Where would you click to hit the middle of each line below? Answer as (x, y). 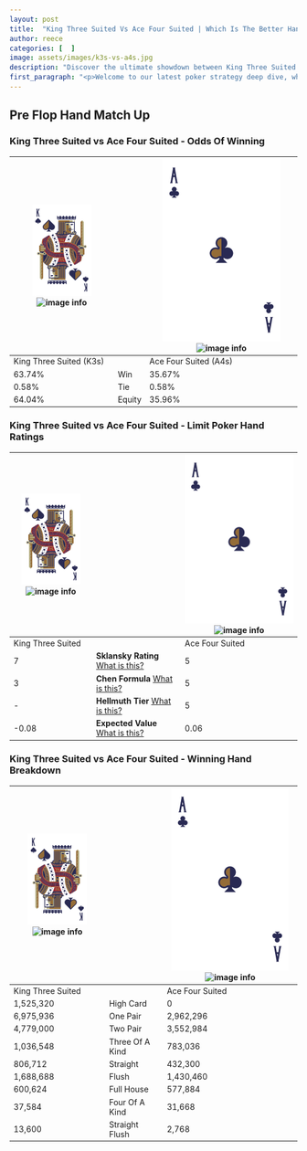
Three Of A (130, 1041)
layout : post (34, 19)
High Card (128, 1003)
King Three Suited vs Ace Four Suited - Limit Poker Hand (137, 426)
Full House (129, 1089)
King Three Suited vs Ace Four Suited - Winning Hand (131, 759)
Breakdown (35, 770)
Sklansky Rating (127, 656)
